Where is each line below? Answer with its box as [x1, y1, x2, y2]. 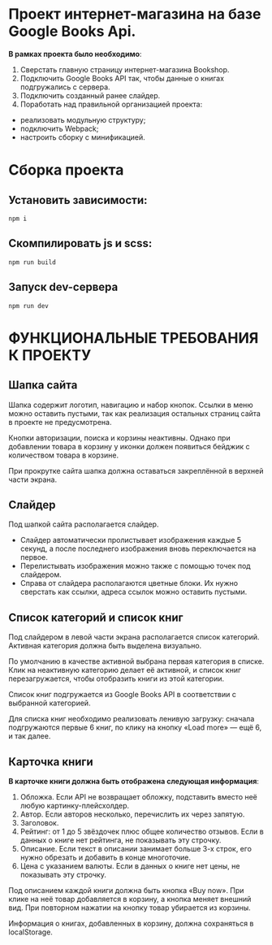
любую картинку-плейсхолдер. [19, 801, 130, 810]
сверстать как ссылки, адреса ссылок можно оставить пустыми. [19, 587, 248, 597]
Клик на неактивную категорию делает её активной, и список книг [8, 665, 242, 675]
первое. [19, 553, 49, 562]
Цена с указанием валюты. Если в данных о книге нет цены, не [19, 861, 240, 870]
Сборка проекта [8, 161, 124, 180]
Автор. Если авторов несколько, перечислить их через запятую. [19, 809, 245, 819]
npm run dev [8, 301, 49, 310]
